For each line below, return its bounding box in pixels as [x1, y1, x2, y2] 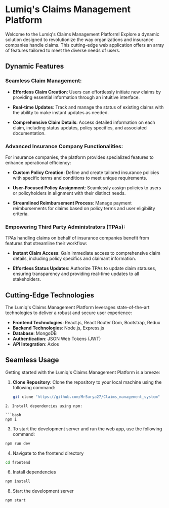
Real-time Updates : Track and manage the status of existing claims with [12, 104, 164, 110]
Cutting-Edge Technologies [5, 291, 95, 299]
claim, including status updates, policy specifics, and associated [12, 124, 147, 130]
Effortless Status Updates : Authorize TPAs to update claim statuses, [12, 265, 156, 272]
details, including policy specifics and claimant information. [12, 255, 137, 262]
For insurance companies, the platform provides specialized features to [5, 154, 154, 160]
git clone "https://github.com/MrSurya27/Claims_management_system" [12, 394, 160, 399]
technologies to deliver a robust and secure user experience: [5, 310, 133, 316]
